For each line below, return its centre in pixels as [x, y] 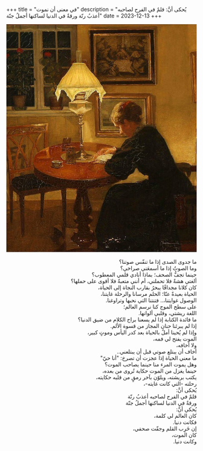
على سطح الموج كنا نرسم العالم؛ [160, 306]
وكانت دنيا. [185, 441]
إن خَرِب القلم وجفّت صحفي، [165, 428]
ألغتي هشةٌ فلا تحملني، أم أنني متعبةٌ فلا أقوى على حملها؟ [134, 281]
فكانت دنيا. [185, 422]
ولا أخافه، [186, 345]
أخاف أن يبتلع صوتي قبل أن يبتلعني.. [157, 351]
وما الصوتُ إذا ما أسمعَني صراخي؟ [158, 268]
